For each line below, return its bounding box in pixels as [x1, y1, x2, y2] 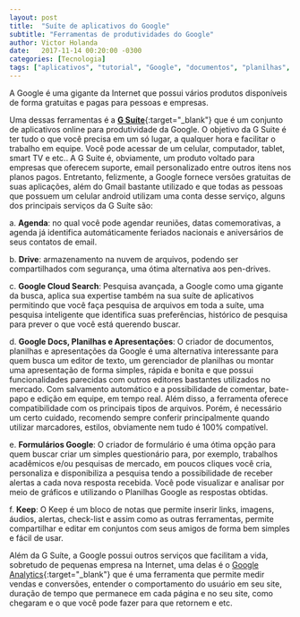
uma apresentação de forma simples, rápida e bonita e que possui [9, 364, 253, 375]
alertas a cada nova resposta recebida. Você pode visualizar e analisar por [9, 476, 285, 488]
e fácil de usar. [9, 532, 64, 543]
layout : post [9, 13, 58, 22]
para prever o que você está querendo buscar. [9, 319, 181, 330]
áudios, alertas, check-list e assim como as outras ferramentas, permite [9, 513, 275, 524]
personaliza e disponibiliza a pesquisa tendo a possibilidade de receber [9, 467, 273, 478]
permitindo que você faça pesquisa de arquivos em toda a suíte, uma [9, 299, 264, 310]
